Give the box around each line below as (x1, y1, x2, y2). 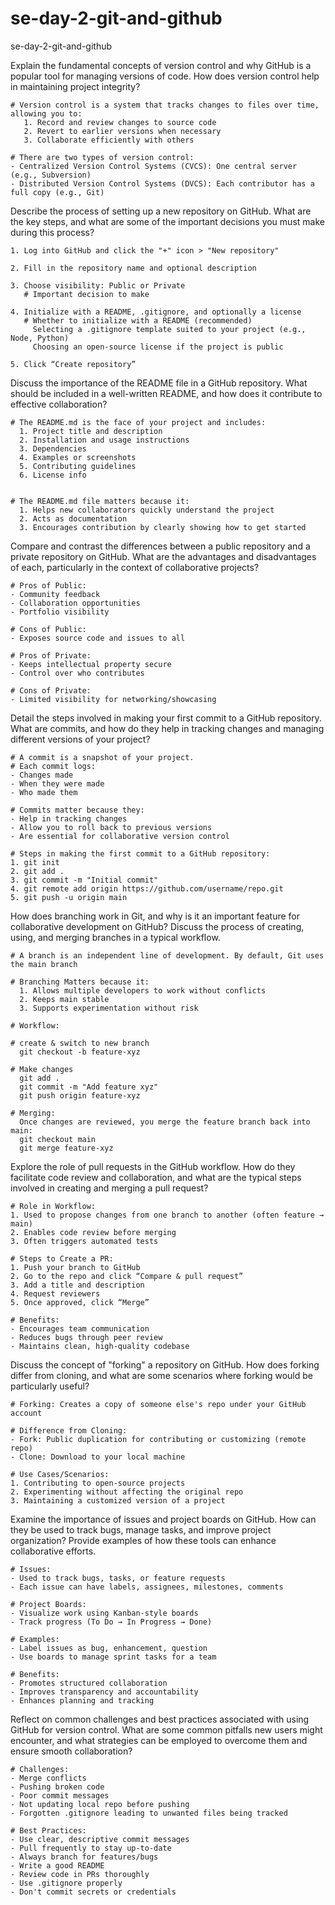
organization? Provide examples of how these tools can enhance (10, 1534, 277, 1546)
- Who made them (10, 787, 78, 797)
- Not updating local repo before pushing (10, 1799, 190, 1809)
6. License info (19, 470, 87, 480)
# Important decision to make (23, 289, 150, 299)
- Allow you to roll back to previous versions (10, 822, 213, 832)
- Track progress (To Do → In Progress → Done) (10, 1617, 213, 1627)
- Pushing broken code (10, 1782, 105, 1792)
